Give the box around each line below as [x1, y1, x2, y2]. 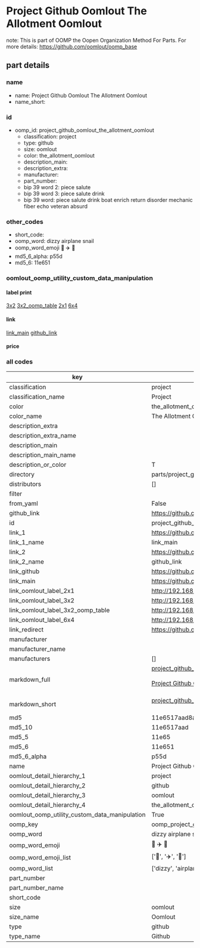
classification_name [9, 393, 65, 401]
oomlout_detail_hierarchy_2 [9, 781, 86, 790]
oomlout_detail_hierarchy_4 [9, 801, 86, 810]
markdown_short [9, 700, 57, 709]
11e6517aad [151, 724, 189, 732]
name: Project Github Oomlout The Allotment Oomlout [14, 91, 148, 99]
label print [6, 288, 32, 296]
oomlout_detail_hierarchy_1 [9, 772, 86, 780]
